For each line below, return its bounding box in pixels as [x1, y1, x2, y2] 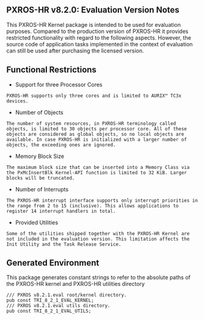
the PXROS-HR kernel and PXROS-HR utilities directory [6, 280, 145, 288]
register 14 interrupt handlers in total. [6, 208, 116, 214]
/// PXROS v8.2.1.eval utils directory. [6, 303, 111, 309]
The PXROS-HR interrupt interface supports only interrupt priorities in [6, 197, 199, 204]
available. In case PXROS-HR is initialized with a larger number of [6, 137, 188, 143]
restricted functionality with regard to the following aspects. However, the [6, 34, 191, 41]
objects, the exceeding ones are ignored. [6, 141, 116, 148]
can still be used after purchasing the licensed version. [6, 47, 145, 54]
